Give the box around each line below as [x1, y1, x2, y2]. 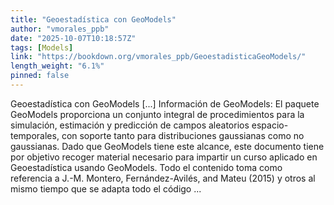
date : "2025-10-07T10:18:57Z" [10, 33, 137, 43]
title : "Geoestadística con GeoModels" [10, 14, 177, 25]
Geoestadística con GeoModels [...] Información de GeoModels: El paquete [10, 97, 320, 110]
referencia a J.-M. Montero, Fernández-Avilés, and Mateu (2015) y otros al [10, 172, 316, 184]
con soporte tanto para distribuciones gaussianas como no [61, 129, 305, 141]
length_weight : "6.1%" [10, 61, 105, 71]
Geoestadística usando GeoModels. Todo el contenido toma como [10, 161, 283, 173]
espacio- [251, 119, 289, 131]
